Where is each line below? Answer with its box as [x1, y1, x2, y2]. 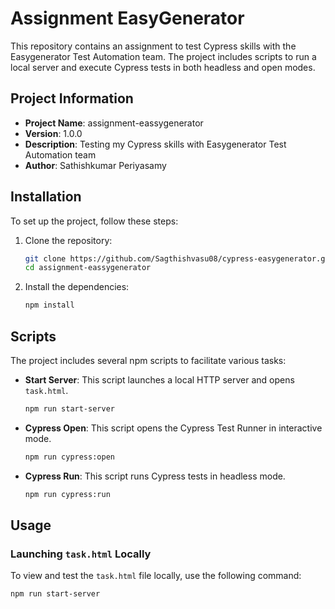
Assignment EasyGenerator [10, 7, 245, 30]
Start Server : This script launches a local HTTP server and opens [24, 374, 295, 386]
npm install [24, 300, 75, 311]
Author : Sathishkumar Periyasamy [24, 159, 167, 171]
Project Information [10, 90, 134, 107]
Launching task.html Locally [10, 547, 152, 561]
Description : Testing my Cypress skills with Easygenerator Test [24, 138, 287, 150]
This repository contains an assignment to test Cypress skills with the [10, 40, 297, 52]
